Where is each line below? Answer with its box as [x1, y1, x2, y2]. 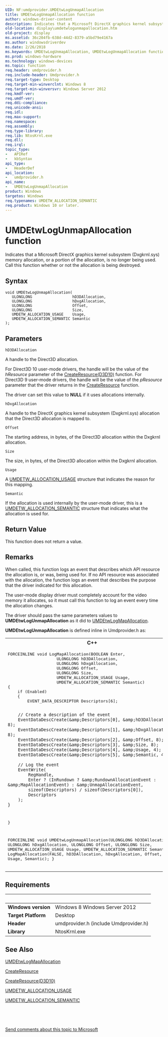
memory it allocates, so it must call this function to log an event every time [5, 597, 158, 603]
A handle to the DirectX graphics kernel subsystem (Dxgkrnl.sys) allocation [5, 410, 160, 416]
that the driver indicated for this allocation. [5, 582, 92, 588]
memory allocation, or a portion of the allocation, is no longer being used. [5, 257, 156, 263]
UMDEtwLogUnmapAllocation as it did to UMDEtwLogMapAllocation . [5, 617, 149, 623]
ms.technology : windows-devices [5, 59, 72, 64]
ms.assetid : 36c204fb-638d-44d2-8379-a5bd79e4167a [5, 36, 113, 41]
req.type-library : [5, 128, 43, 133]
